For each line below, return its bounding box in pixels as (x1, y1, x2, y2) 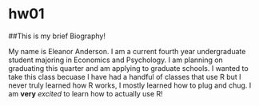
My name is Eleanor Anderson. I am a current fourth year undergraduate (8, 46, 246, 56)
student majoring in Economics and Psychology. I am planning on (8, 55, 224, 65)
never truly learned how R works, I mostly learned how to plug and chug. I (8, 80, 252, 90)
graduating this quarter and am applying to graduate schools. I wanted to (8, 63, 249, 73)
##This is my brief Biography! (8, 31, 106, 41)
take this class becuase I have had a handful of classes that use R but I (8, 72, 241, 81)
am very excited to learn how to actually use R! (8, 88, 164, 98)
